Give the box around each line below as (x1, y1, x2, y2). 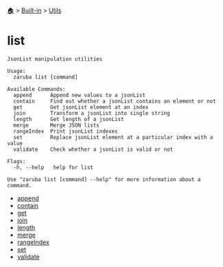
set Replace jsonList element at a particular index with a (13, 133, 213, 140)
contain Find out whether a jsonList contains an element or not (13, 98, 216, 105)
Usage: (7, 67, 26, 74)
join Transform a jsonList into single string (13, 109, 170, 116)
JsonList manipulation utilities (7, 55, 103, 63)
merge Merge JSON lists (13, 122, 99, 129)
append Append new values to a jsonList (13, 92, 146, 98)
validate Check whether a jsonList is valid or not (13, 146, 174, 153)
